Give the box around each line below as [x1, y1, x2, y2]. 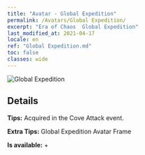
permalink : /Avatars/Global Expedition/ [7, 17, 127, 24]
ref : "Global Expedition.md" [7, 43, 92, 50]
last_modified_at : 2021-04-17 [7, 29, 96, 37]
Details [7, 95, 38, 107]
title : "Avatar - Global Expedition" [7, 10, 117, 17]
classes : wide [7, 56, 49, 63]
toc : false [7, 50, 39, 57]
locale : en [7, 36, 39, 43]
